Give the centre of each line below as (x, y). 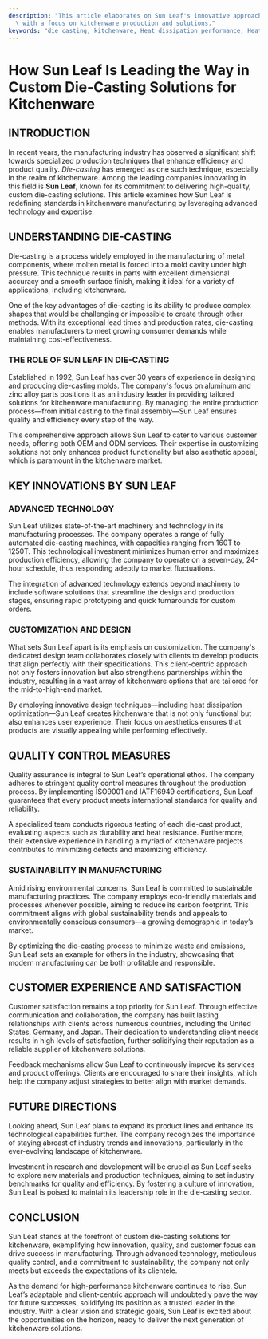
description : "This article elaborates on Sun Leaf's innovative (119, 16)
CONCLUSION (44, 1217)
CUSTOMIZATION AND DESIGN (70, 630)
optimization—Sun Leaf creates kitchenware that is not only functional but (130, 713)
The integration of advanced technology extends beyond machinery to (124, 584)
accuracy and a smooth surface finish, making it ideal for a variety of (121, 282)
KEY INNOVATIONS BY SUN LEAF (93, 486)
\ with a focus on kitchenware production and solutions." (116, 23)
